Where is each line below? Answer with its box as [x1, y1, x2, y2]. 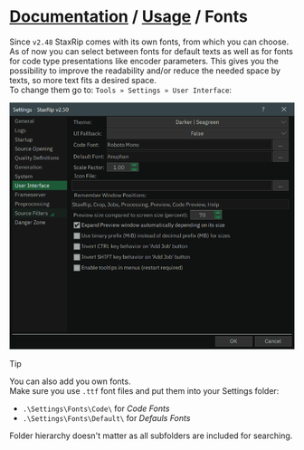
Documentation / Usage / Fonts [9, 6, 249, 27]
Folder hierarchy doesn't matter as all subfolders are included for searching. [9, 430, 293, 441]
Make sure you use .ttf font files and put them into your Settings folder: [9, 385, 280, 396]
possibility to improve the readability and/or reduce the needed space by [9, 65, 280, 76]
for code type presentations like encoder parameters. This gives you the [9, 55, 279, 66]
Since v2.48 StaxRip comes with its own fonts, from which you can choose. [9, 36, 290, 47]
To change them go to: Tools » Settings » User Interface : [9, 84, 233, 95]
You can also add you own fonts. [9, 376, 131, 387]
